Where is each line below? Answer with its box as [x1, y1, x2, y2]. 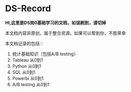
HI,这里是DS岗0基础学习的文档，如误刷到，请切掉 [5, 20, 106, 25]
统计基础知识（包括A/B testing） [12, 51, 78, 57]
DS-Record [5, 3, 51, 14]
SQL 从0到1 [12, 69, 35, 75]
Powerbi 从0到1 [12, 75, 44, 81]
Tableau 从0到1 [12, 57, 43, 63]
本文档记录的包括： [5, 40, 44, 46]
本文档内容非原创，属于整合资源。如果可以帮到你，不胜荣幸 [5, 30, 126, 36]
